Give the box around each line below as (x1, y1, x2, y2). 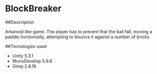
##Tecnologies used (5, 43, 47, 49)
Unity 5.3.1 (12, 52, 34, 59)
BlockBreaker (5, 3, 62, 14)
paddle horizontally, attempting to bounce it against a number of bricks (5, 34, 150, 40)
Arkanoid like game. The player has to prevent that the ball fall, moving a (5, 28, 152, 34)
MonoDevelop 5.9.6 (12, 58, 53, 64)
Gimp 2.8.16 (12, 63, 37, 69)
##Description (5, 19, 35, 25)
